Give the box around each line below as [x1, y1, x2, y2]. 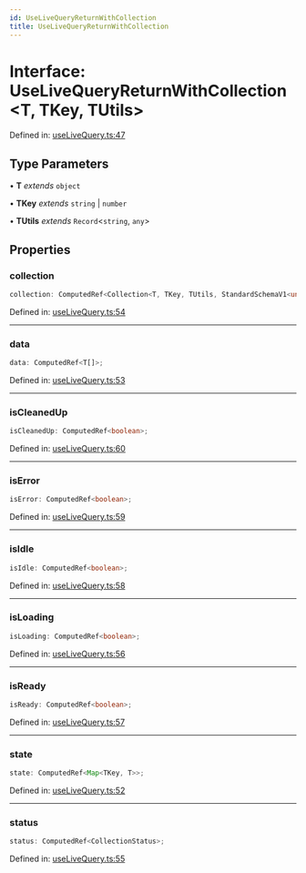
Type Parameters [9, 156, 109, 171]
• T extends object [9, 180, 81, 191]
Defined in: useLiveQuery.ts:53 [9, 374, 126, 385]
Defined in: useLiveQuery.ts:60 [9, 443, 126, 454]
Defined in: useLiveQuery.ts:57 [9, 716, 126, 727]
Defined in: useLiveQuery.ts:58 [9, 580, 126, 591]
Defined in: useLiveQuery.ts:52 [9, 785, 126, 797]
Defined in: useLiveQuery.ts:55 [9, 853, 126, 865]
